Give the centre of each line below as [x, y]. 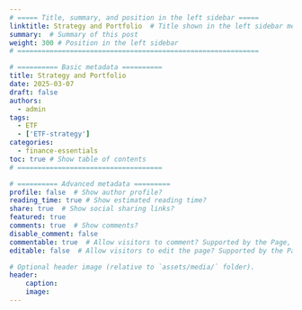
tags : [19, 118]
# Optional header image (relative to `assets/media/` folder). [132, 267]
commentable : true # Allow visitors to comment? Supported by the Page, [151, 242]
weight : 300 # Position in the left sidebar [94, 43]
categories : [31, 143]
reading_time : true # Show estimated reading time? [108, 200]
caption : [42, 284]
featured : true [38, 217]
